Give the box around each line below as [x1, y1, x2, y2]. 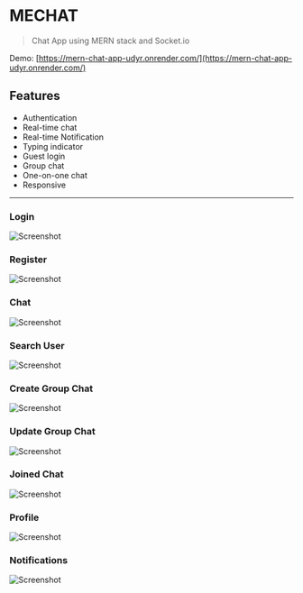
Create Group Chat [9, 382, 93, 395]
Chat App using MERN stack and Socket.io [31, 35, 190, 46]
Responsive [22, 179, 66, 190]
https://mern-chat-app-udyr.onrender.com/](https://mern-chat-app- [39, 52, 293, 63]
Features [9, 88, 60, 104]
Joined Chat [9, 468, 64, 480]
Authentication [22, 112, 78, 123]
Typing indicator [22, 141, 84, 151]
